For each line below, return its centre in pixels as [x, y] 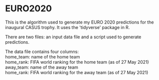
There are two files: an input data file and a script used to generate [73, 37]
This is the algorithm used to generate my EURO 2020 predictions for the [79, 22]
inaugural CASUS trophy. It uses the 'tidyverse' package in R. [68, 27]
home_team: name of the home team [43, 56]
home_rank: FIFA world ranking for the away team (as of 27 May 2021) [77, 72]
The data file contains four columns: [42, 52]
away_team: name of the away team [42, 67]
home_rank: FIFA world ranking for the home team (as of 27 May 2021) [77, 62]
